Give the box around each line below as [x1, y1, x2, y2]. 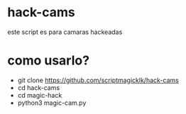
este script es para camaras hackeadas [7, 28, 123, 36]
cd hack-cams [17, 83, 60, 92]
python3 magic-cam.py [17, 98, 87, 107]
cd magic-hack [17, 91, 62, 99]
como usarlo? [7, 52, 90, 69]
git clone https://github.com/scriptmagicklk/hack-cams [17, 76, 179, 84]
